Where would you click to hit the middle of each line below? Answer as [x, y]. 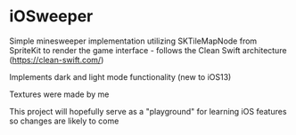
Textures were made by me [59, 94]
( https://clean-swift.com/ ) [57, 60]
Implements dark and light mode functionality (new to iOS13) [120, 76]
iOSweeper [51, 16]
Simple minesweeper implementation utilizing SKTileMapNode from [133, 41]
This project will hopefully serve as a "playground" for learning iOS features [148, 111]
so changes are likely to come [64, 121]
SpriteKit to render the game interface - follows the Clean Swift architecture [148, 50]
